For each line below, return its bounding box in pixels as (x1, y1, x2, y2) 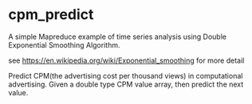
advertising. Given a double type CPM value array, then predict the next (8, 79, 244, 89)
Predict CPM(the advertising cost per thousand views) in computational (8, 71, 243, 80)
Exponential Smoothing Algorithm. (8, 40, 120, 49)
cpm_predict (8, 6, 94, 24)
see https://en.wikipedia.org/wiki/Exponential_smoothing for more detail (8, 56, 245, 65)
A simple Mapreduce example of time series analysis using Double (8, 32, 227, 41)
